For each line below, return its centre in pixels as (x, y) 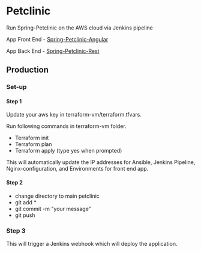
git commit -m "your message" (53, 209)
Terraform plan (33, 144)
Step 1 (14, 101)
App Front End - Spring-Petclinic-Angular (57, 39)
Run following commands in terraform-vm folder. (67, 126)
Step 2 (14, 183)
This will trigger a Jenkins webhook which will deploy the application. (92, 243)
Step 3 (16, 231)
